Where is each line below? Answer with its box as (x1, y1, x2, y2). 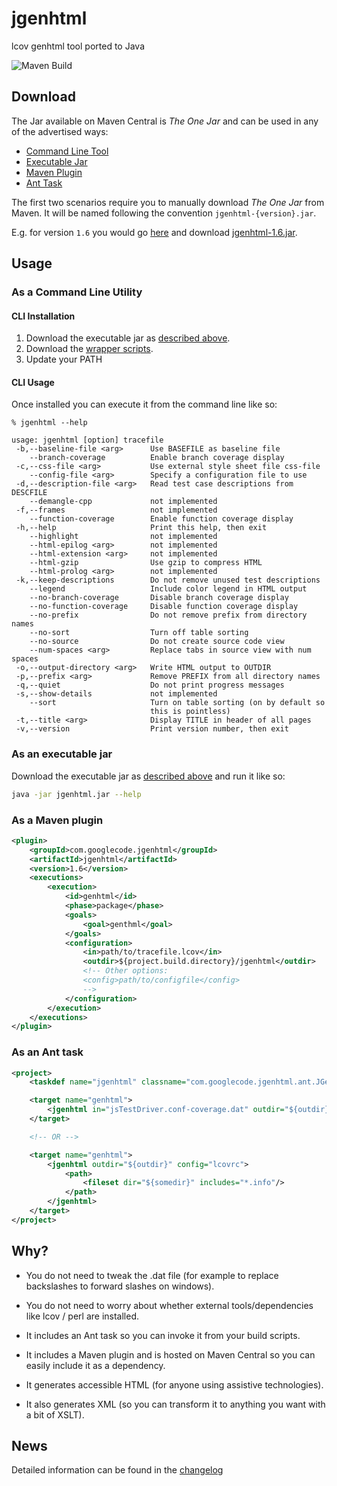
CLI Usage (11, 376, 55, 388)
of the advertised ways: (11, 125, 109, 137)
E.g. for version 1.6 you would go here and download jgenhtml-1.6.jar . (11, 226, 298, 238)
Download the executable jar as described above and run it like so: (11, 770, 286, 782)
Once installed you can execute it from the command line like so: (11, 398, 278, 411)
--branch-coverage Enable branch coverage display (29, 453, 285, 463)
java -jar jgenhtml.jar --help (11, 789, 142, 799)
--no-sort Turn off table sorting (29, 628, 249, 638)
